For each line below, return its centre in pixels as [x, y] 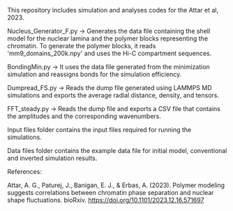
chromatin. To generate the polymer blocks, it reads [82, 46]
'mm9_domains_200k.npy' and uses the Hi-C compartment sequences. [110, 53]
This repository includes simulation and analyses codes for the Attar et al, [113, 10]
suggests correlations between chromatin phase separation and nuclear [111, 192]
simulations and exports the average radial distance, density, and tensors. [113, 95]
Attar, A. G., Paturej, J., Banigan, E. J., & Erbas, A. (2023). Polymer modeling [116, 185]
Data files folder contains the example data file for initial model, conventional [117, 151]
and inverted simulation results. [52, 158]
